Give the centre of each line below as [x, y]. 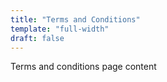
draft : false [37, 38]
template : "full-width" [60, 29]
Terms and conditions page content [83, 67]
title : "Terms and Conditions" [75, 19]
